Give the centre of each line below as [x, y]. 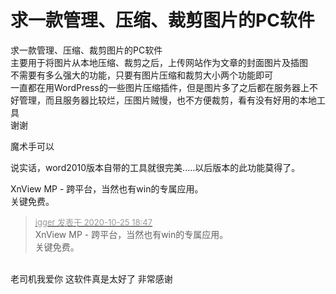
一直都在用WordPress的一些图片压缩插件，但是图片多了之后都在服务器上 [160, 87]
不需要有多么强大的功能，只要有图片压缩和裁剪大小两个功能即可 [141, 75]
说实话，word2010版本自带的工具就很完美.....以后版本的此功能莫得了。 [155, 167]
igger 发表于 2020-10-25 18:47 [93, 222]
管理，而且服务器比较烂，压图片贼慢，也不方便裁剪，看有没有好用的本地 [167, 100]
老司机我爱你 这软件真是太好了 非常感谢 [91, 278]
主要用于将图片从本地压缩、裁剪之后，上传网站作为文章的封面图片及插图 [159, 62]
